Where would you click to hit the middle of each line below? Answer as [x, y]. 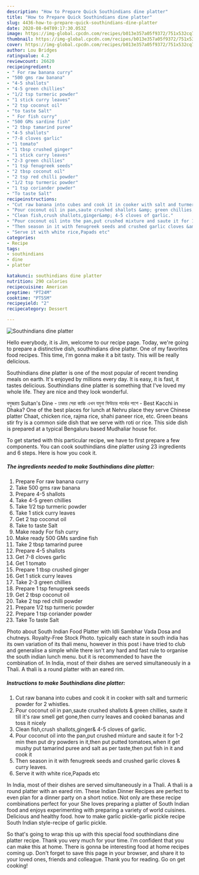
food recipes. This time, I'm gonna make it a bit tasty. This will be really [93, 355]
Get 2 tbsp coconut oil [42, 595]
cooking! [17, 866]
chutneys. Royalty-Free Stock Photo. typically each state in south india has [97, 637]
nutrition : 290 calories [37, 281]
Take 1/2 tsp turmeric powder [51, 506]
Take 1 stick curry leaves [45, 513]
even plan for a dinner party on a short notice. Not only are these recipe [94, 797]
